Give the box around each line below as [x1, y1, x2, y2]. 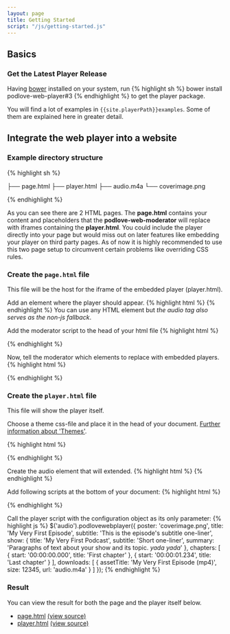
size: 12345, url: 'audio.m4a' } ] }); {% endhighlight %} [7, 565, 161, 574]
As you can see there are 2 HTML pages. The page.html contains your [7, 208, 207, 217]
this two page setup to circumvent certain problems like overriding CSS [7, 245, 209, 253]
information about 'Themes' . [7, 427, 87, 435]
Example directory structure [7, 153, 103, 162]
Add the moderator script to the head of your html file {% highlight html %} [7, 327, 219, 335]
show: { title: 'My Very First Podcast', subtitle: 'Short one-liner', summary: [7, 536, 215, 545]
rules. [7, 252, 23, 261]
